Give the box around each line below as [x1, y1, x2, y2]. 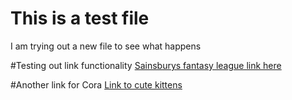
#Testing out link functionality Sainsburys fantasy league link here [10, 59, 282, 71]
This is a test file [10, 7, 150, 30]
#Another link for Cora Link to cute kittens [10, 78, 183, 91]
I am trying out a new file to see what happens [10, 40, 202, 52]
